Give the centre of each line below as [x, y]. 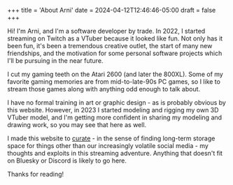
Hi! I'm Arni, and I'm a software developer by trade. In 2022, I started [106, 31]
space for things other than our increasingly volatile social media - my [108, 146]
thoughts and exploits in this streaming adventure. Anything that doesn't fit [115, 153]
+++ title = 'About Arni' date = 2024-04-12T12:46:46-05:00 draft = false [112, 10]
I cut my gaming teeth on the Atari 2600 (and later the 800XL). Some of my [115, 74]
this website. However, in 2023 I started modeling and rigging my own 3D [113, 110]
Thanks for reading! [36, 174]
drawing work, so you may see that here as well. [77, 125]
